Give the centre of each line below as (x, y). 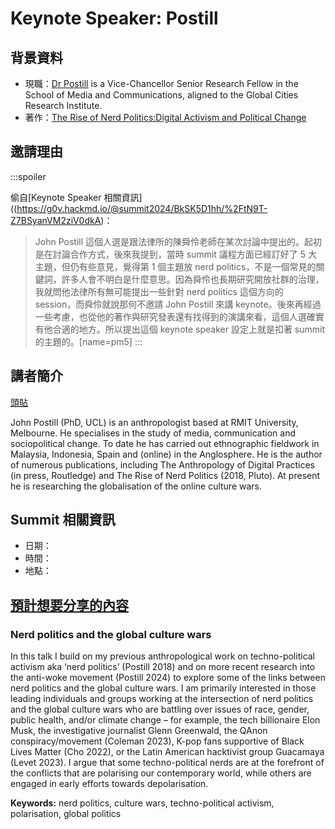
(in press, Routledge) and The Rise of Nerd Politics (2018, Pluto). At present (165, 475)
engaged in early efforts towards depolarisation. (109, 784)
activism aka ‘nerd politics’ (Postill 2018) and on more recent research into (163, 667)
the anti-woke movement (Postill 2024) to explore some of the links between (168, 678)
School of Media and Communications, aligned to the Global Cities (161, 95)
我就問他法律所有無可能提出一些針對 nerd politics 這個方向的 (159, 291)
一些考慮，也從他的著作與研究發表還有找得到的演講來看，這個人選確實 (179, 316)
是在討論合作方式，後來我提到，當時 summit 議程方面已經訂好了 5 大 (176, 254)
